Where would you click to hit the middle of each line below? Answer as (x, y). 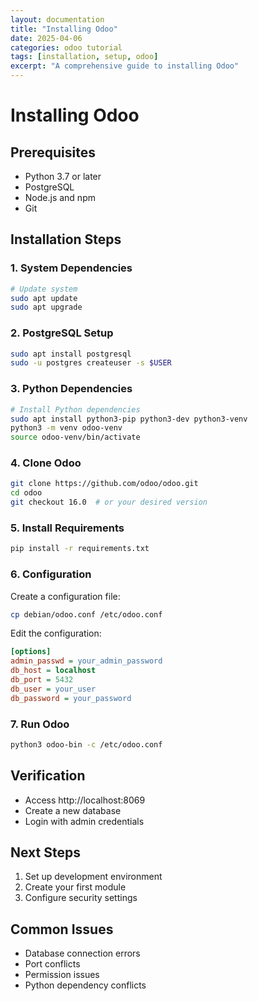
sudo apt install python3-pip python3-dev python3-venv (129, 419)
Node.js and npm (60, 197)
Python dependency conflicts (85, 985)
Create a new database (73, 810)
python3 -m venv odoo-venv (66, 428)
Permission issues (62, 975)
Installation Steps (66, 239)
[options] (31, 652)
